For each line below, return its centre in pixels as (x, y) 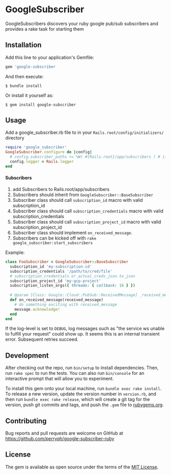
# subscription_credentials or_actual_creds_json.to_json (73, 276)
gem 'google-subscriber (31, 67)
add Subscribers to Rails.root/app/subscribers (61, 189)
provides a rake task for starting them (45, 29)
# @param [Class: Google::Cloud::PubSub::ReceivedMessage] (74, 295)
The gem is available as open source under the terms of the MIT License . (82, 467)
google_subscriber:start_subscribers (53, 243)
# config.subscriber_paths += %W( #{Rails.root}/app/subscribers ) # (85, 157)
